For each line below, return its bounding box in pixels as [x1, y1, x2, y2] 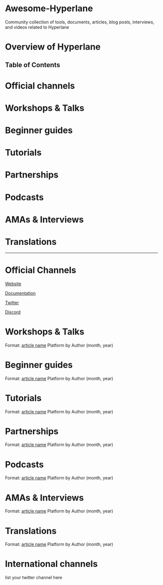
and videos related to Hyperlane [5, 24, 69, 30]
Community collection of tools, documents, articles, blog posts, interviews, [5, 19, 154, 25]
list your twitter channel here [5, 575, 63, 581]
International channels [5, 559, 98, 569]
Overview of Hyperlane [5, 41, 101, 53]
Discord [5, 309, 21, 315]
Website [5, 281, 22, 287]
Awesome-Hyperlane [5, 3, 93, 14]
